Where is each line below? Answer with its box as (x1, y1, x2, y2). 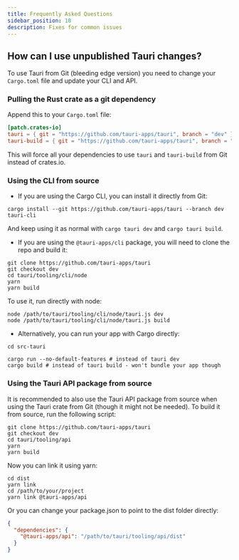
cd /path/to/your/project (7, 487, 84, 494)
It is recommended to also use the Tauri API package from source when (7, 395, 218, 403)
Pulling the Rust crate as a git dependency (7, 94, 156, 104)
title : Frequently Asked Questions (7, 10, 113, 18)
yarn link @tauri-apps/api (7, 493, 87, 501)
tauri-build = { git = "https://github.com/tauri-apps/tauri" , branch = (7, 138, 228, 145)
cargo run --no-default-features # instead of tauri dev (7, 356, 180, 363)
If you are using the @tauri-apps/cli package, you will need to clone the (17, 238, 230, 247)
